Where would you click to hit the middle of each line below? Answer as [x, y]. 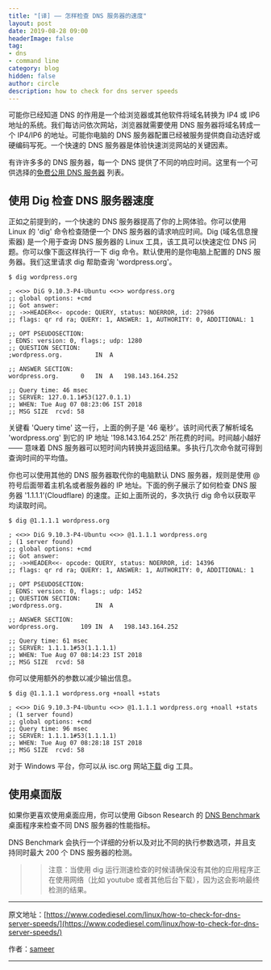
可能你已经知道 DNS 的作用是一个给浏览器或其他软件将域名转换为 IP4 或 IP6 [134, 115]
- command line [34, 61]
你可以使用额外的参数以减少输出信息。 [72, 678]
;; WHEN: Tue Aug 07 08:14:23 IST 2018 [75, 656]
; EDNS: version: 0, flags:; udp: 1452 [75, 592]
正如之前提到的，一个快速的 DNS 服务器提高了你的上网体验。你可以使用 [127, 221]
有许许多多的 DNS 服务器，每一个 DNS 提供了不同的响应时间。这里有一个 [130, 162]
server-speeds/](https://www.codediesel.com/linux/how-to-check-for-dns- [134, 924]
